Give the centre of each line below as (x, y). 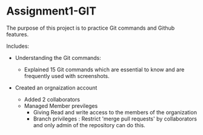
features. (18, 34)
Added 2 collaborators (52, 99)
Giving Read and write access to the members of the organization (115, 112)
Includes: (18, 46)
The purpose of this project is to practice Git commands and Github (91, 28)
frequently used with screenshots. (67, 76)
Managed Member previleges (61, 106)
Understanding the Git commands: (58, 58)
